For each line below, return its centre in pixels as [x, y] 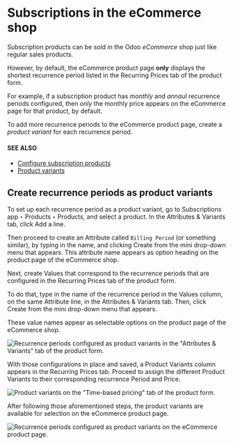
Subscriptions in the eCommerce [104, 13]
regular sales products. [40, 54]
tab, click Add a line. [37, 224]
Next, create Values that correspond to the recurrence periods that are [109, 273]
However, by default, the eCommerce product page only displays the [106, 68]
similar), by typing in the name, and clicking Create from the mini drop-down [116, 244]
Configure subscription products [64, 163]
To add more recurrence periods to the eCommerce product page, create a [115, 124]
